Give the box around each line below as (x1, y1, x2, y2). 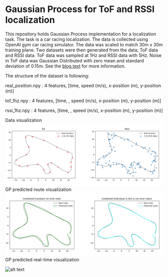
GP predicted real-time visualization (5, 256, 79, 262)
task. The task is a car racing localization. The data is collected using (5, 36, 148, 42)
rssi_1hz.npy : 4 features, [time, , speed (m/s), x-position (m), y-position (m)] (5, 107, 163, 113)
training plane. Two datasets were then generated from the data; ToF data (5, 47, 158, 53)
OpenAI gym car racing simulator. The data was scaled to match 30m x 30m (5, 41, 163, 47)
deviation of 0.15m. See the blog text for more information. (5, 63, 126, 69)
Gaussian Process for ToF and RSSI (5, 4, 155, 15)
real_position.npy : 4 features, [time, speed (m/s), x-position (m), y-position (5, 82, 161, 89)
